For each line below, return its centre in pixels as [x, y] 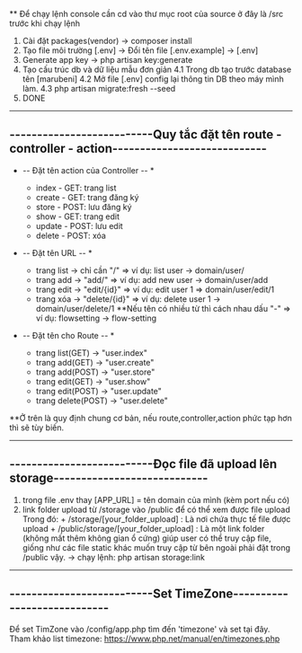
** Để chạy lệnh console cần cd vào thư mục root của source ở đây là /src [147, 14]
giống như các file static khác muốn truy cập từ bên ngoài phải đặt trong [156, 547]
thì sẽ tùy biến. [37, 428]
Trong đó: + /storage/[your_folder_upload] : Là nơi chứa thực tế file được [156, 519]
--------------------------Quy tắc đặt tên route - [146, 135]
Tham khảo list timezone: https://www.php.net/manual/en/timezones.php [145, 639]
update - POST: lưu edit [79, 225]
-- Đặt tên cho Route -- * [68, 335]
